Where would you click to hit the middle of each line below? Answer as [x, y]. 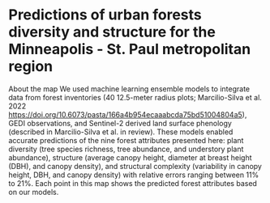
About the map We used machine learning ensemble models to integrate [129, 89]
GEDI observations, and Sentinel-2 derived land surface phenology [120, 123]
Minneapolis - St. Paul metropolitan [130, 49]
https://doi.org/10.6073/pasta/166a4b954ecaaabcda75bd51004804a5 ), [128, 114]
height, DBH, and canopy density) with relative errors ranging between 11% [134, 175]
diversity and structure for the [112, 32]
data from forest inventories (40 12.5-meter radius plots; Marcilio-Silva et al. [135, 97]
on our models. [34, 192]
